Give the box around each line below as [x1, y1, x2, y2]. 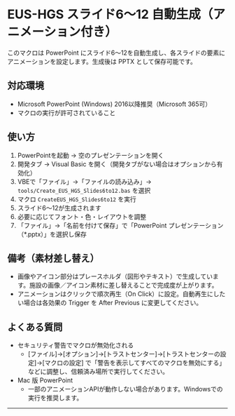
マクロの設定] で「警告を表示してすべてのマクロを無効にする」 [44, 358, 226, 367]
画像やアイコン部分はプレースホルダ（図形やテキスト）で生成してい [17, 272, 213, 281]
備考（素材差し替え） [7, 252, 99, 264]
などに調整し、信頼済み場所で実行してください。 [27, 368, 169, 376]
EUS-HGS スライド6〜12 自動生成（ [7, 6, 213, 22]
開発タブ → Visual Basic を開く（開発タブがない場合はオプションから [17, 159, 217, 168]
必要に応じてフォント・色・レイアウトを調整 [17, 212, 147, 221]
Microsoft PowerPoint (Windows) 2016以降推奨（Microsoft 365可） [17, 100, 212, 108]
